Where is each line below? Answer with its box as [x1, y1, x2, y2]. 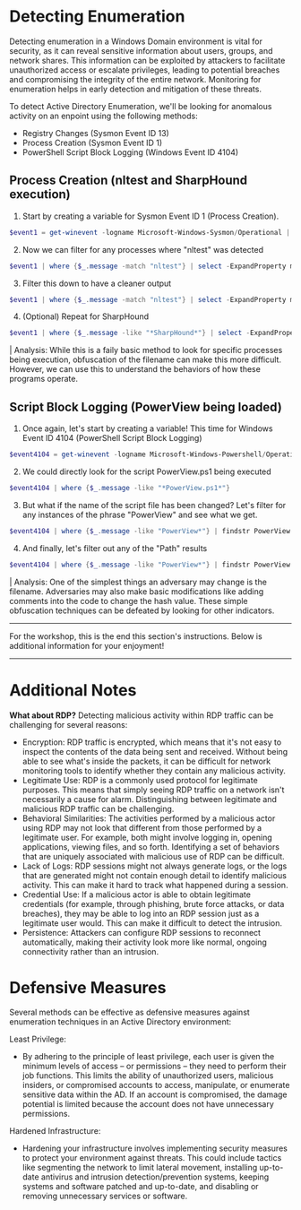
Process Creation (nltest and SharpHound [9, 173, 248, 188]
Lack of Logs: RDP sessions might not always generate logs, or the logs [21, 860, 288, 871]
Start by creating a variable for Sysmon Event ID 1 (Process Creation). [21, 211, 279, 221]
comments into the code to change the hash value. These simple [9, 595, 248, 606]
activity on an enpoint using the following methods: [9, 110, 199, 121]
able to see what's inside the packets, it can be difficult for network [21, 756, 271, 766]
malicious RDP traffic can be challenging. [21, 803, 175, 814]
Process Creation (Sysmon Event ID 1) [21, 137, 163, 148]
